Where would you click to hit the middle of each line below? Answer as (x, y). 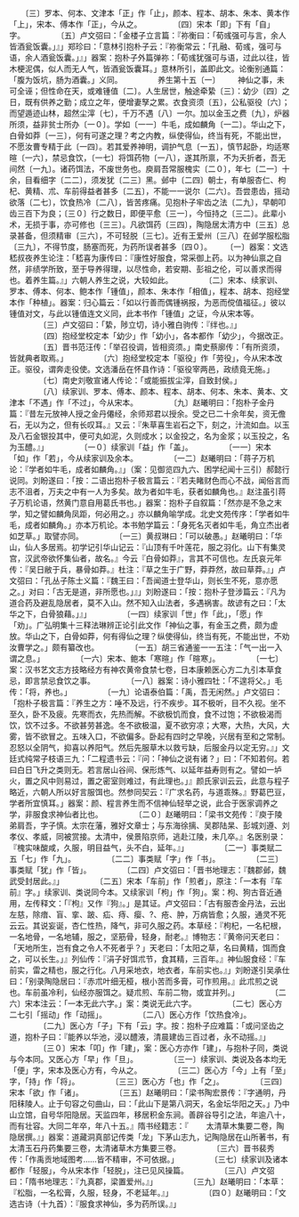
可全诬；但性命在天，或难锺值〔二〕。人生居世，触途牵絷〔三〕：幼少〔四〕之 (149, 91)
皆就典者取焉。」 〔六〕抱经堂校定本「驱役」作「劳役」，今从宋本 (142, 358)
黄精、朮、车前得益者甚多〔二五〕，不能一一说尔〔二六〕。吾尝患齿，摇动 (157, 191)
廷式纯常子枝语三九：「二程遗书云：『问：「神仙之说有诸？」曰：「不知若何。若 (149, 759)
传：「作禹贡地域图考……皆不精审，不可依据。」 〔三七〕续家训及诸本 (149, 1159)
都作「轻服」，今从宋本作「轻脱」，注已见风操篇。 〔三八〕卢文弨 (142, 1170)
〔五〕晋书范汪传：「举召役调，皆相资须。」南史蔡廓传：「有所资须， (163, 347)
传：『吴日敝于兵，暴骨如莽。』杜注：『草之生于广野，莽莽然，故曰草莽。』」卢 (148, 569)
